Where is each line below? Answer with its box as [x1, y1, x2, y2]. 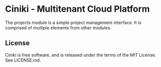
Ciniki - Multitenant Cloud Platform [5, 3, 150, 15]
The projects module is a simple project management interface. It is [5, 20, 141, 25]
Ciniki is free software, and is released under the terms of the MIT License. [5, 52, 156, 58]
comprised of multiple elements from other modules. [5, 24, 111, 30]
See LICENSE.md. [5, 57, 41, 63]
